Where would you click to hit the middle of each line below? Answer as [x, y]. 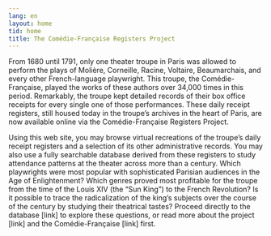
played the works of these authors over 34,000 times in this [144, 88]
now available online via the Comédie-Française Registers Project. [119, 122]
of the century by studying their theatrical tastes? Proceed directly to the [129, 207]
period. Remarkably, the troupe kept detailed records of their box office [127, 96]
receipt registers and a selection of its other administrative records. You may [135, 146]
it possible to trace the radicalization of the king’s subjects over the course [133, 198]
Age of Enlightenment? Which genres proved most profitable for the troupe [133, 181]
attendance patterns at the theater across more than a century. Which [125, 164]
